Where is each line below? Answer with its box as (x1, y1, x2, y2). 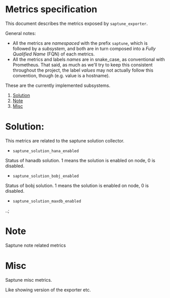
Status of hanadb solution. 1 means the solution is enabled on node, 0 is (5, 157, 156, 163)
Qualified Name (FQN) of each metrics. (12, 51, 95, 57)
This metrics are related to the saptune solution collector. (5, 137, 125, 143)
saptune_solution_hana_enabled (12, 148, 79, 154)
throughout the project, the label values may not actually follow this (12, 67, 154, 73)
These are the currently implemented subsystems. (5, 82, 111, 88)
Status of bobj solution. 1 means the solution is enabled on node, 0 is (5, 182, 149, 189)
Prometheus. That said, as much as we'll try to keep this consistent (12, 62, 153, 68)
